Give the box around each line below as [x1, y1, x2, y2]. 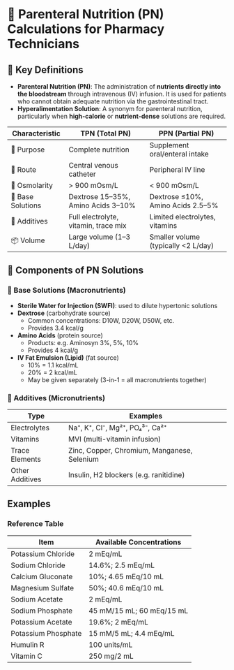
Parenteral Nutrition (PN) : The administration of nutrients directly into [17, 82, 221, 90]
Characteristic [12, 129, 61, 138]
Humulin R [10, 639, 45, 649]
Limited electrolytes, [149, 212, 216, 221]
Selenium [68, 454, 99, 464]
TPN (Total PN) [79, 129, 131, 138]
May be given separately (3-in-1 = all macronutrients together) [27, 375, 207, 384]
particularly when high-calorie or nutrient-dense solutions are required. [17, 112, 226, 120]
